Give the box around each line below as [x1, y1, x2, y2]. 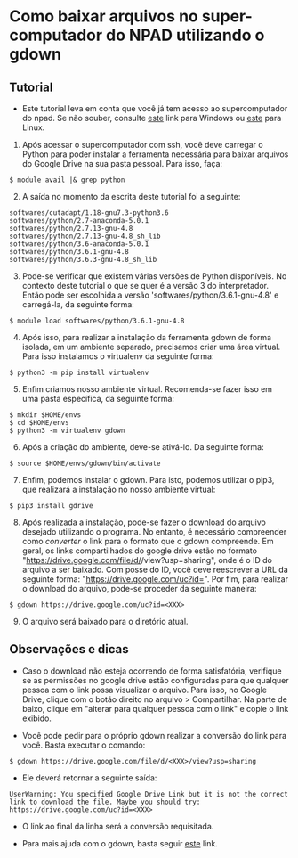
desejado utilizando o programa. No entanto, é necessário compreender [21, 527, 287, 536]
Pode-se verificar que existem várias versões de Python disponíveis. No [21, 271, 287, 282]
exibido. [21, 713, 52, 723]
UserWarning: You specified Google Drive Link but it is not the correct [9, 789, 289, 798]
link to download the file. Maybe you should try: [9, 797, 201, 806]
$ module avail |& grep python [9, 176, 125, 184]
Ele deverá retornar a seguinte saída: [21, 772, 157, 783]
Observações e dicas [9, 641, 129, 657]
